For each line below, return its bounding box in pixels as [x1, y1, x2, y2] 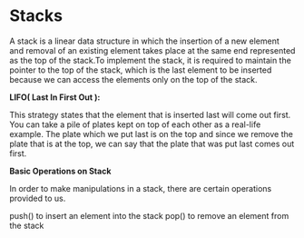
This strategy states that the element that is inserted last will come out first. [9, 109, 291, 120]
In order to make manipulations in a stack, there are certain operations [9, 183, 272, 193]
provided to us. [9, 193, 66, 203]
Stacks [9, 5, 64, 26]
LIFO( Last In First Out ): [9, 92, 101, 103]
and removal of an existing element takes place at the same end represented [9, 45, 296, 55]
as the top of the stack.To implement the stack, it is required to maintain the [9, 55, 292, 65]
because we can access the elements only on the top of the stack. [9, 74, 258, 84]
